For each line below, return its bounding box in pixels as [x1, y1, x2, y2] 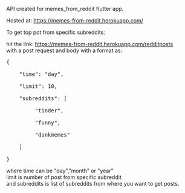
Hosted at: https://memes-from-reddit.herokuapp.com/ [6, 17, 144, 24]
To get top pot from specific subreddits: [6, 29, 106, 36]
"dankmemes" [34, 132, 71, 138]
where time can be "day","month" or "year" [6, 167, 114, 174]
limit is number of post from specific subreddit [6, 174, 122, 181]
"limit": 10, [19, 83, 57, 90]
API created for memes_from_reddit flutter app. [6, 5, 124, 12]
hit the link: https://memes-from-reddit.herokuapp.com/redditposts [6, 41, 174, 47]
